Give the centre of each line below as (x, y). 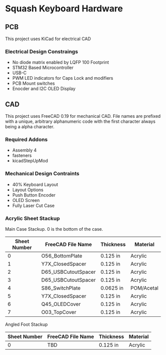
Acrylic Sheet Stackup (33, 218)
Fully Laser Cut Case (33, 205)
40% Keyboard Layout (35, 184)
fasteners (22, 155)
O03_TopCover (59, 312)
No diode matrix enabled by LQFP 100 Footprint (61, 62)
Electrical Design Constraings (41, 51)
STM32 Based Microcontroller (43, 68)
